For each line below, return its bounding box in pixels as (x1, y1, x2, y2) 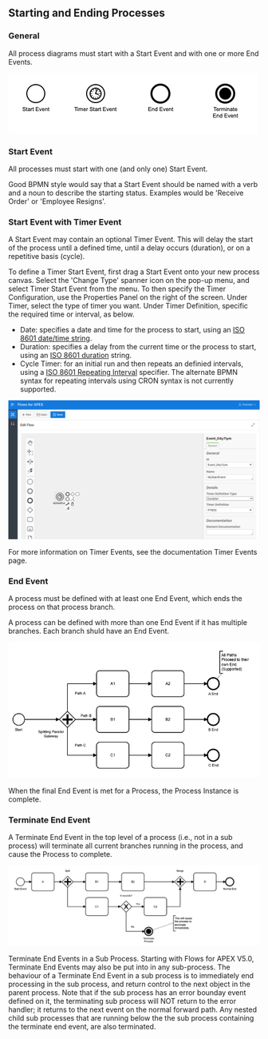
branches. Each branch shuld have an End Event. (8, 627, 170, 636)
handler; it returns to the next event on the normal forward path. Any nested (8, 1005, 258, 1014)
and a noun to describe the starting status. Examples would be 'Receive (8, 188, 244, 197)
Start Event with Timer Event (8, 216, 122, 227)
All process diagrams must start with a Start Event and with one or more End (8, 48, 259, 58)
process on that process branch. (8, 603, 116, 612)
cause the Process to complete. (8, 850, 113, 859)
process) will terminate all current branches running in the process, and (8, 841, 243, 850)
